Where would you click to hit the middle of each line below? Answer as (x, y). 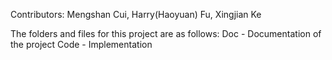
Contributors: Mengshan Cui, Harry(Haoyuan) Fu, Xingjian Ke (136, 14)
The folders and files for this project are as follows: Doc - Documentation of (166, 33)
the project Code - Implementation (81, 44)
